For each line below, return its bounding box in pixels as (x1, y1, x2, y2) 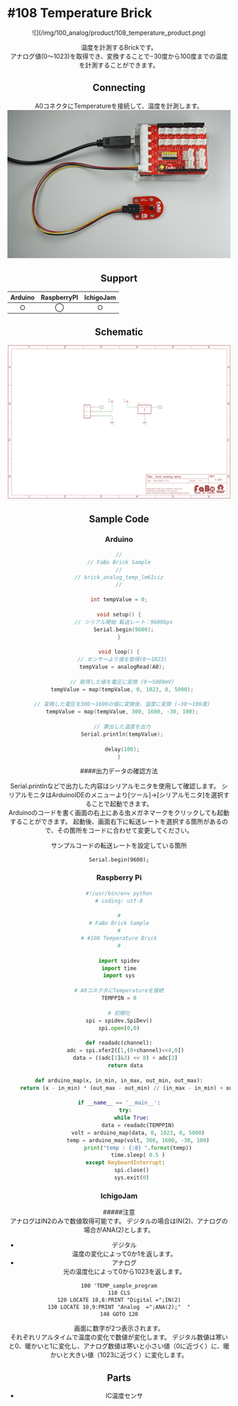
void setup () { (96, 611, 142, 618)
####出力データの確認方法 (80, 767, 158, 775)
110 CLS (107, 1290, 131, 1297)
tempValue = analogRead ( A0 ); (79, 663, 165, 671)
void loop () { (98, 648, 140, 655)
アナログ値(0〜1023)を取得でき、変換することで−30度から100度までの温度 (10, 52, 228, 60)
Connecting (92, 82, 146, 94)
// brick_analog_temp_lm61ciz (74, 573, 164, 581)
